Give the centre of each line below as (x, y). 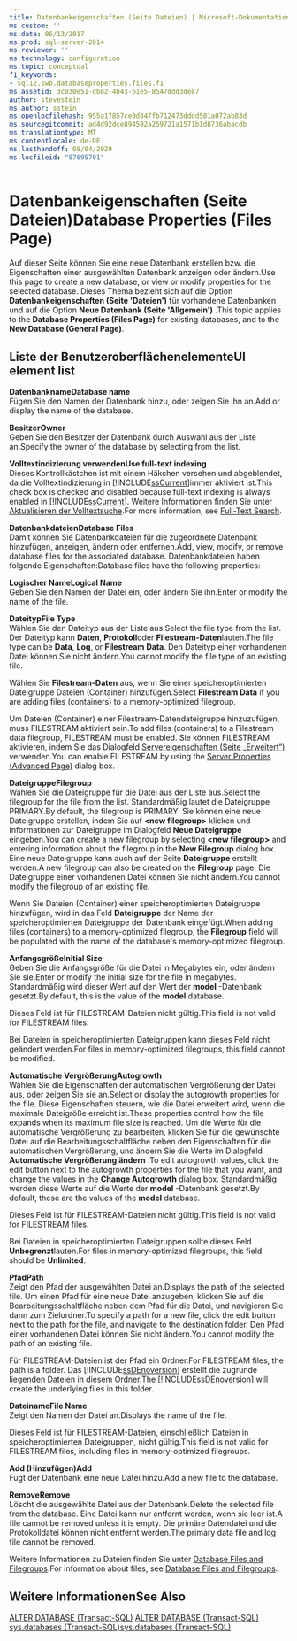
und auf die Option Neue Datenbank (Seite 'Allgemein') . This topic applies (145, 310)
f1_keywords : (33, 75)
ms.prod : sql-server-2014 (57, 42)
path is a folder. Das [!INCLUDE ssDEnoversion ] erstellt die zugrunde (133, 1370)
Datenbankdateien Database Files (72, 528)
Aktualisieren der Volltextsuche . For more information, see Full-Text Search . (146, 511)
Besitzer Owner (38, 428)
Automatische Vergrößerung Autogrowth (85, 1075)
